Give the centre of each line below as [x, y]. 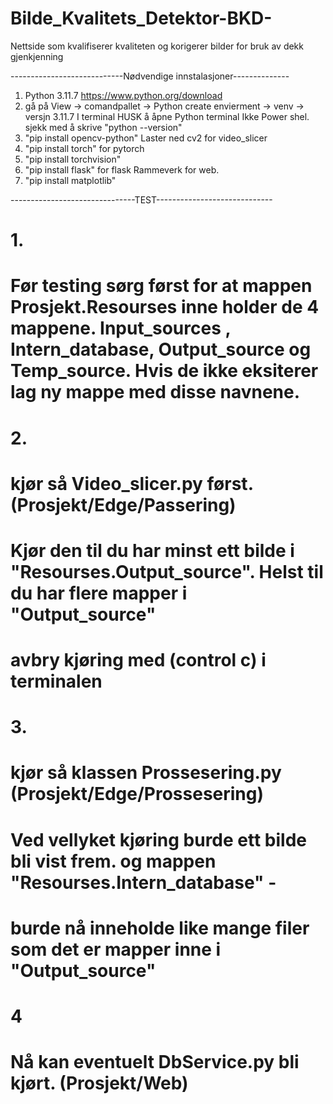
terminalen [56, 681]
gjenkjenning [37, 56]
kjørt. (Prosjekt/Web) [99, 1083]
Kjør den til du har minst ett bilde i [152, 550]
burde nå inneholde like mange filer [160, 928]
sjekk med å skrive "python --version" [103, 127]
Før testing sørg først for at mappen [161, 286]
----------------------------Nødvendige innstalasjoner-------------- [150, 76]
